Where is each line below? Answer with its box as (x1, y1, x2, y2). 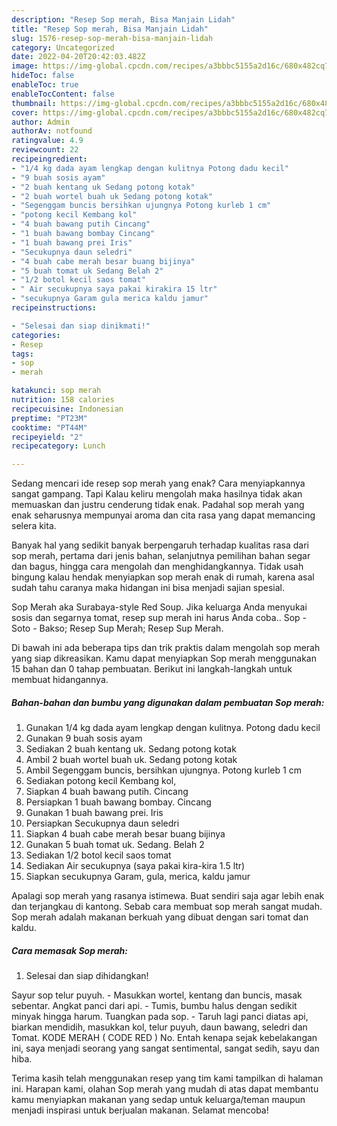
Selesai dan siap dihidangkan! (25, 970, 149, 982)
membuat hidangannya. (11, 674, 109, 686)
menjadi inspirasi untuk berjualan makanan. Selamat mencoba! (11, 1104, 269, 1116)
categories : (11, 330, 61, 340)
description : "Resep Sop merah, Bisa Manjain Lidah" (11, 14, 236, 25)
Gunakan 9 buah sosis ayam (25, 732, 143, 745)
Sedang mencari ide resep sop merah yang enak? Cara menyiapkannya (11, 477, 306, 490)
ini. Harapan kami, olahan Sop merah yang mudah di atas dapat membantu (11, 1083, 319, 1095)
